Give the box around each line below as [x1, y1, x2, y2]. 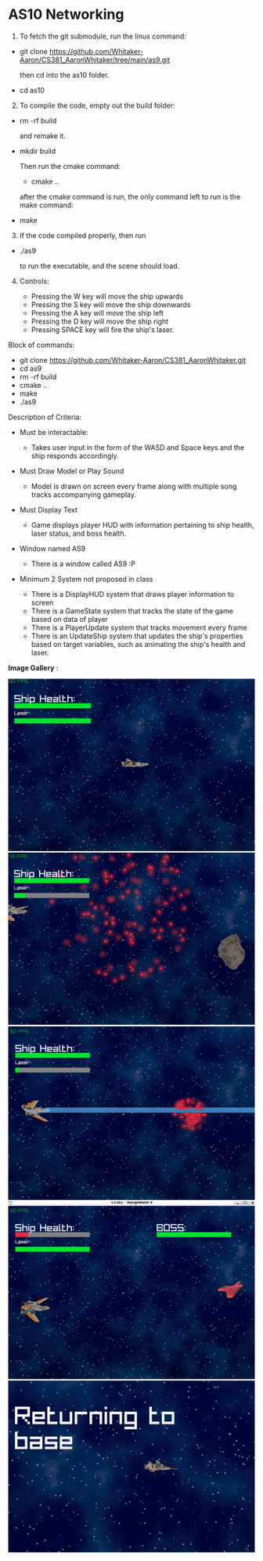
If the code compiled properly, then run [19, 230, 146, 240]
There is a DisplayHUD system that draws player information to [31, 589, 235, 598]
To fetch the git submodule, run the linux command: [19, 31, 186, 41]
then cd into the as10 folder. [19, 70, 110, 79]
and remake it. [19, 131, 67, 141]
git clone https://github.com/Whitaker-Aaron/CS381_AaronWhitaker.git [19, 355, 247, 364]
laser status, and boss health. [31, 528, 127, 538]
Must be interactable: [19, 427, 88, 437]
